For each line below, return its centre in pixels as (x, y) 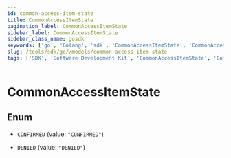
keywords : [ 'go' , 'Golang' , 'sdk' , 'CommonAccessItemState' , (97, 45)
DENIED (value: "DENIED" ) (51, 147)
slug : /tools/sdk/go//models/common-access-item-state (87, 52)
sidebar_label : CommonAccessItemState (63, 33)
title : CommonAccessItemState (51, 20)
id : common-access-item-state (51, 13)
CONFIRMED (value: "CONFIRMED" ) (60, 134)
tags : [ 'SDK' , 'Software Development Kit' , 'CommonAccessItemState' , (109, 58)
